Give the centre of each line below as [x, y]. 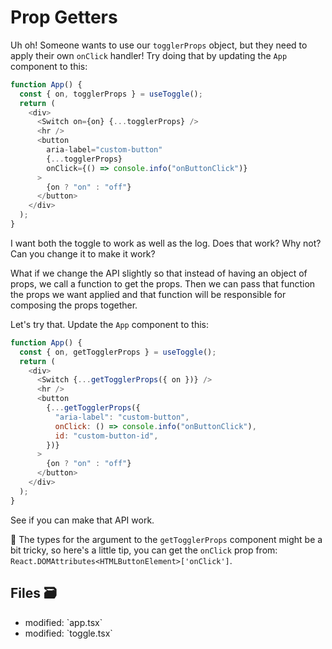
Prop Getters [64, 17]
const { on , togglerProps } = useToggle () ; [111, 94]
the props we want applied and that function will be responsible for [148, 294]
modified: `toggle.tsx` [68, 633]
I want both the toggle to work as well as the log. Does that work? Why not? [166, 243]
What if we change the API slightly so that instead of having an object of [159, 273]
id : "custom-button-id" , [106, 436]
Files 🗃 [33, 593]
